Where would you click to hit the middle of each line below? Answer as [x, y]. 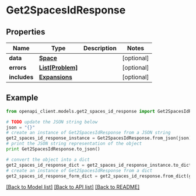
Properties [26, 32]
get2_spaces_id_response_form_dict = [52, 176]
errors [18, 68]
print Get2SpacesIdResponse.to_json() [53, 149]
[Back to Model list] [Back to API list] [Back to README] [73, 187]
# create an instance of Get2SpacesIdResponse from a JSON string [88, 133]
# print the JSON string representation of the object [74, 144]
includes [21, 77]
